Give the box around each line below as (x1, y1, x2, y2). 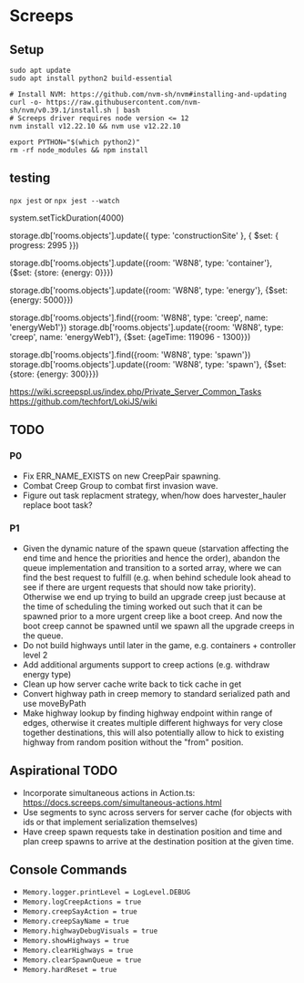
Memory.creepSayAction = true (22, 907, 138, 916)
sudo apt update (9, 66, 71, 75)
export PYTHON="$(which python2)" (9, 138, 141, 147)
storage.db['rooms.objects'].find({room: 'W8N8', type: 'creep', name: (9, 312, 269, 323)
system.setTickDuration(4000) (9, 212, 125, 223)
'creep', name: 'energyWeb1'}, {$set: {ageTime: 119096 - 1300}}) (9, 331, 251, 342)
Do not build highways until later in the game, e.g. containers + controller (22, 639, 297, 650)
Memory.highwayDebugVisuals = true (22, 926, 158, 936)
